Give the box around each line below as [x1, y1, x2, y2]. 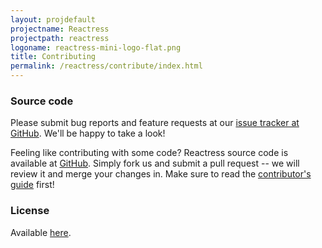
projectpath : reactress [10, 33, 110, 43]
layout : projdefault [10, 14, 97, 25]
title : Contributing [10, 52, 97, 62]
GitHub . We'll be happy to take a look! [10, 127, 166, 140]
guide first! [10, 179, 55, 191]
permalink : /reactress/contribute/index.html [10, 61, 203, 71]
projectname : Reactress [10, 24, 110, 34]
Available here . [10, 226, 72, 238]
